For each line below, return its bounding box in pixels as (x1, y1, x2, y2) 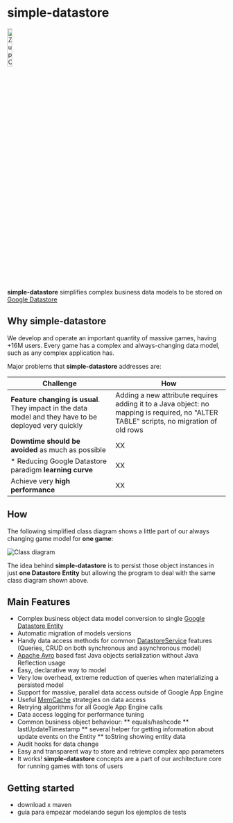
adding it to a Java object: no (115, 399, 209, 408)
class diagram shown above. (7, 576, 89, 584)
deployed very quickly (10, 420, 83, 430)
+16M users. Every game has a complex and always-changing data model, (7, 341, 220, 349)
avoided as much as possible (10, 444, 106, 454)
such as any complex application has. (7, 349, 114, 357)
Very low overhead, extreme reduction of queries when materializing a (17, 674, 218, 682)
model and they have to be (10, 412, 98, 422)
